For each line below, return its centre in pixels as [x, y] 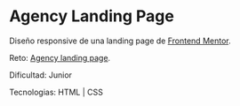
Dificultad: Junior [41, 75]
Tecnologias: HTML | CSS [56, 92]
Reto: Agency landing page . [60, 57]
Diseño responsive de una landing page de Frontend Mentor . [120, 41]
